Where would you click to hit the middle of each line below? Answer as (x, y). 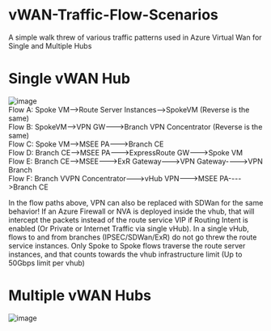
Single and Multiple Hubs (50, 45)
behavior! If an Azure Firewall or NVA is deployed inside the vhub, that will (131, 211)
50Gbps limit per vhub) (47, 263)
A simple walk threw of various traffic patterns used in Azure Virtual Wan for (135, 37)
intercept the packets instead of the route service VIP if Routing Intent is (128, 219)
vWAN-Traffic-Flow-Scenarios (113, 15)
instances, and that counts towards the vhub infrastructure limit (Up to (125, 254)
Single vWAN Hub (70, 79)
